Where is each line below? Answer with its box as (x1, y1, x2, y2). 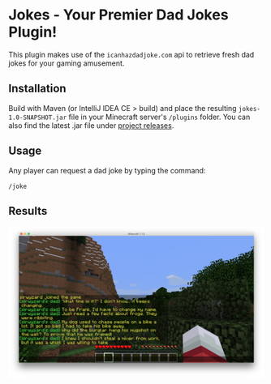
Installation (8, 82, 67, 96)
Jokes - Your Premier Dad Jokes (8, 6, 229, 24)
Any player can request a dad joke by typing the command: (8, 165, 206, 175)
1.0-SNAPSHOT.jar (8, 113, 67, 122)
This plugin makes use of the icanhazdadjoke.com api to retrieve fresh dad (8, 49, 255, 59)
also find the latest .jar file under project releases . (8, 120, 174, 130)
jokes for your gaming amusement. (8, 58, 125, 68)
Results (8, 204, 48, 218)
